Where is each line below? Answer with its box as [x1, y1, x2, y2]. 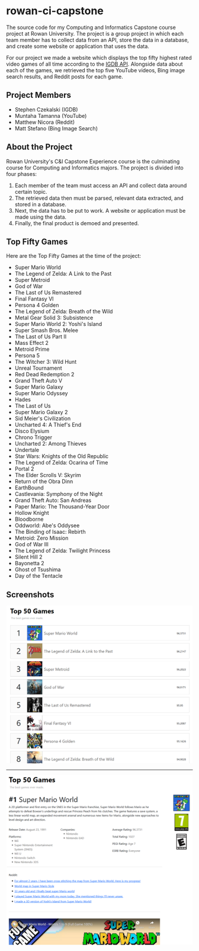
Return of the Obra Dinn [14, 478, 73, 485]
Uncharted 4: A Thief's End [14, 421, 82, 428]
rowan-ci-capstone [6, 4, 104, 18]
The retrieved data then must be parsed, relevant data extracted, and [14, 194, 184, 201]
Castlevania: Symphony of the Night [14, 491, 103, 498]
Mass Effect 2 [14, 340, 49, 347]
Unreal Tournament [14, 364, 62, 372]
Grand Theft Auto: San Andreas [14, 497, 92, 504]
